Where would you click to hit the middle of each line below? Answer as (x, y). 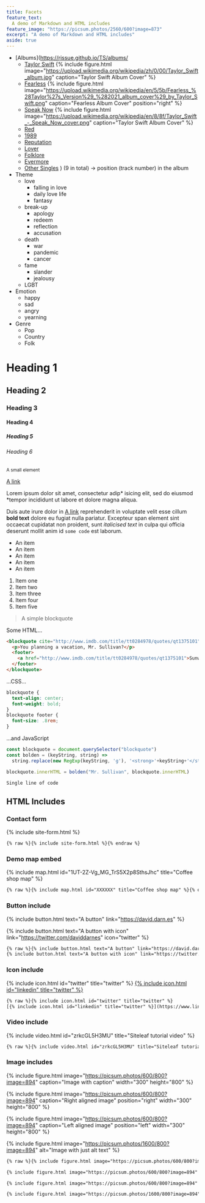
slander (43, 272)
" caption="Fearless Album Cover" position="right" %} (113, 103)
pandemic (46, 252)
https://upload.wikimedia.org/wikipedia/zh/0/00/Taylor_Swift (122, 71)
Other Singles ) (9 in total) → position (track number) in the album (106, 168)
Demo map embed (34, 859)
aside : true (21, 40)
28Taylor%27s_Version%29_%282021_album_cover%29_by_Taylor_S (111, 96)
